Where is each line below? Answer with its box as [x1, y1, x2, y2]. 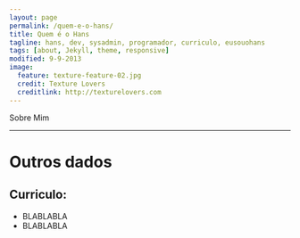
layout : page [9, 12, 58, 22]
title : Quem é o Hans [9, 29, 90, 38]
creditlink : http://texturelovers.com [17, 87, 162, 96]
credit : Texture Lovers [17, 79, 105, 88]
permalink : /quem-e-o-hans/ [9, 21, 114, 30]
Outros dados [9, 152, 112, 172]
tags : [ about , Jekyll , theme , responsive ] [9, 46, 170, 55]
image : [9, 63, 34, 72]
